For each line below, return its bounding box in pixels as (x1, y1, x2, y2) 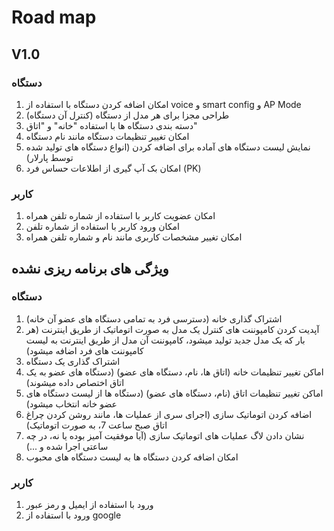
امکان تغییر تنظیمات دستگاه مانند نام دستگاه (25, 130, 190, 142)
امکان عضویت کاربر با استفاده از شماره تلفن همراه (25, 210, 216, 222)
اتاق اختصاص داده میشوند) (25, 376, 125, 388)
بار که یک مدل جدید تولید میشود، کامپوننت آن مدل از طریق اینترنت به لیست (25, 334, 306, 346)
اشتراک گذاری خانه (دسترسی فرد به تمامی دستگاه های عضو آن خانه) (25, 312, 283, 325)
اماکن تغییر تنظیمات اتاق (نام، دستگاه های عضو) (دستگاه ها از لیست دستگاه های (25, 387, 324, 399)
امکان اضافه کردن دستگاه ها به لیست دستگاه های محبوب (25, 451, 239, 463)
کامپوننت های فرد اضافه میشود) (25, 344, 144, 356)
